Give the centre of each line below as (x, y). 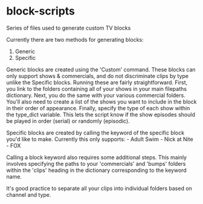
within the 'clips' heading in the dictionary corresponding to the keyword (97, 170)
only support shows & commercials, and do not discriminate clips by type (98, 76)
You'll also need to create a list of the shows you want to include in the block (101, 102)
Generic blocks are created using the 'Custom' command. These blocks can (101, 69)
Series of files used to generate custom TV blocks (69, 28)
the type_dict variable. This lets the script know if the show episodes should (101, 114)
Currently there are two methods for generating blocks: (75, 39)
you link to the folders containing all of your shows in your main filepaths (97, 88)
